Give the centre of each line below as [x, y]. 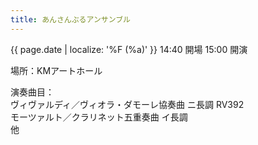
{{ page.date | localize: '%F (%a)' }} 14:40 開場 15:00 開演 [129, 49]
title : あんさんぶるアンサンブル [70, 19]
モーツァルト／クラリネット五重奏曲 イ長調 [99, 117]
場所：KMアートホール [56, 70]
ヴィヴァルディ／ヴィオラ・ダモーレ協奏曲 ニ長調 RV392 [127, 104]
